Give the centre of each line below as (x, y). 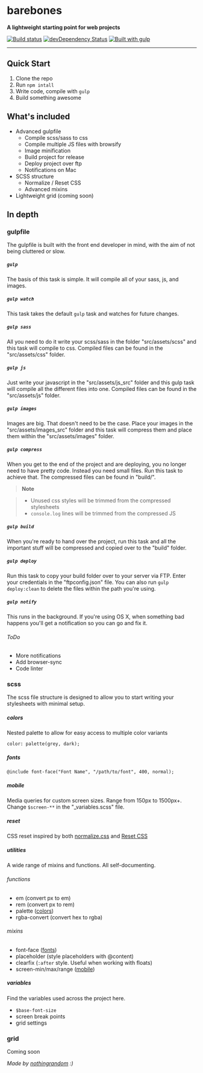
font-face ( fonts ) (36, 950)
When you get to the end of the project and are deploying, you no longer (97, 464)
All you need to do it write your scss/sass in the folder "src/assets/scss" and (101, 342)
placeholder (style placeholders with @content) (75, 956)
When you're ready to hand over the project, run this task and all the (92, 542)
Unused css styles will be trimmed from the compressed (101, 500)
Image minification (48, 150)
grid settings (31, 1023)
